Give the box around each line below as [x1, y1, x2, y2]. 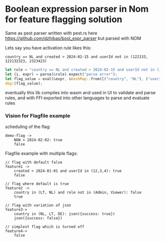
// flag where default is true [5, 181, 69, 186]
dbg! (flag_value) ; [5, 81, 43, 86]
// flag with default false [5, 160, 63, 165]
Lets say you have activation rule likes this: [5, 45, 92, 51]
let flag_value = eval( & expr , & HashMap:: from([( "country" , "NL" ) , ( [5, 76, 148, 81]
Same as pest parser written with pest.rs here [5, 30, 97, 36]
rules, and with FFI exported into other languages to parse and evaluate [5, 95, 150, 101]
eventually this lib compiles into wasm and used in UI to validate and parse [5, 90, 156, 96]
